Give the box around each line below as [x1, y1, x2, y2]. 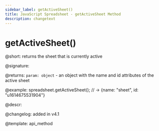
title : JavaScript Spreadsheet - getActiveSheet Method [5, 12, 121, 17]
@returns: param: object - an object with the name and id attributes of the [5, 72, 154, 78]
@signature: [5, 63, 30, 69]
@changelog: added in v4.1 [5, 111, 60, 117]
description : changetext [5, 16, 56, 21]
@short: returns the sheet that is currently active [5, 53, 102, 59]
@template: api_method [5, 121, 53, 127]
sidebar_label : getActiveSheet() [5, 7, 73, 12]
